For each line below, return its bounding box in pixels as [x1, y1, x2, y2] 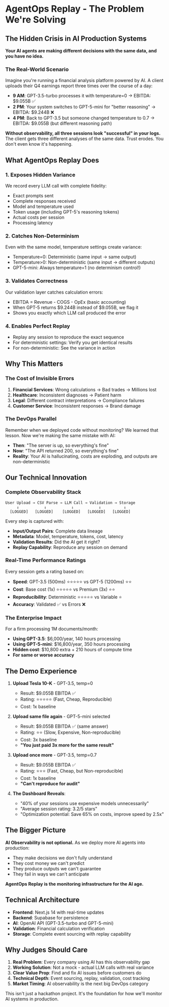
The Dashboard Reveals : [12, 790, 66, 797]
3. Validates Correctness [5, 277, 68, 284]
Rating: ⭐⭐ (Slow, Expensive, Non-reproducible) [20, 729, 121, 735]
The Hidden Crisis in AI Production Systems [5, 34, 147, 43]
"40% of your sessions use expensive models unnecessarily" [20, 800, 149, 806]
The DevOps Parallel [5, 415, 57, 422]
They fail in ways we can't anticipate [12, 871, 90, 877]
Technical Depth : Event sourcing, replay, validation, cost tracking [12, 975, 150, 982]
